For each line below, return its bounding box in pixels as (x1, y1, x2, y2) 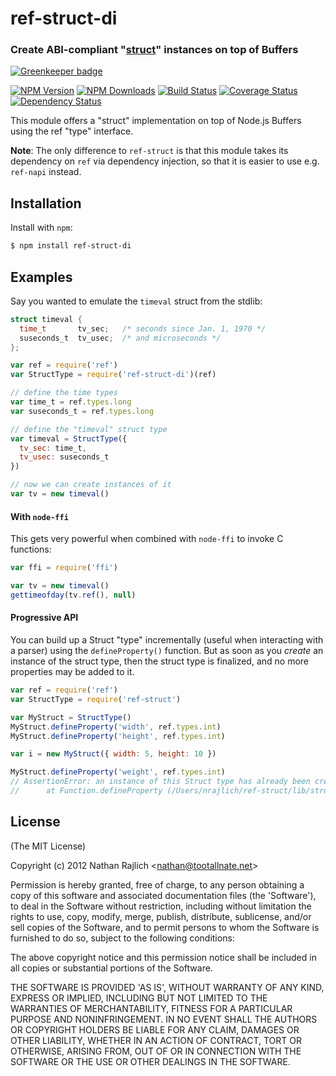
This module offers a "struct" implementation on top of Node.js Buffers (10, 115, 302, 127)
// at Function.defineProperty (10, 786, 163, 796)
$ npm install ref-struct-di (10, 241, 132, 251)
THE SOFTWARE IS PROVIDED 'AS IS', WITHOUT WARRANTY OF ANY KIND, (10, 981, 325, 993)
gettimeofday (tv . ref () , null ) (10, 590, 137, 600)
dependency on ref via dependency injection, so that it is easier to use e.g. (10, 155, 320, 167)
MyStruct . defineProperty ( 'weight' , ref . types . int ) (10, 767, 226, 777)
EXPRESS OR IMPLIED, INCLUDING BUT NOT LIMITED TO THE (10, 992, 268, 1004)
